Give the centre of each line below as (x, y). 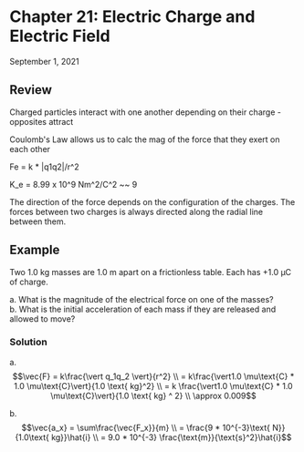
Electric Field (60, 36)
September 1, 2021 (44, 61)
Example (35, 250)
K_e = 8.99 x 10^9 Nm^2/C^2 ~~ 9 (73, 184)
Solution (29, 342)
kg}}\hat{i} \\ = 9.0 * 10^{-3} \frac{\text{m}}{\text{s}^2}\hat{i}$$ (172, 437)
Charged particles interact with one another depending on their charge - (145, 112)
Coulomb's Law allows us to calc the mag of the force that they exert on (145, 139)
